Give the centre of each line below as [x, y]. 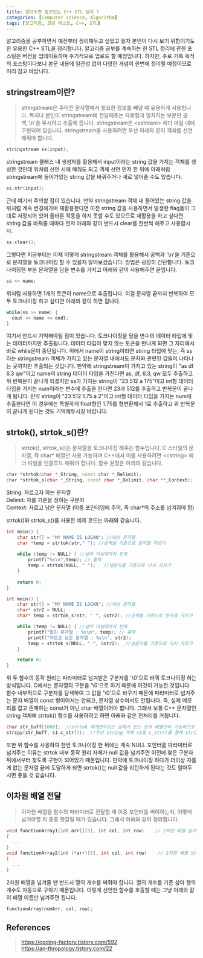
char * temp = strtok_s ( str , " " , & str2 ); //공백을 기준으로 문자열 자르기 [105, 616]
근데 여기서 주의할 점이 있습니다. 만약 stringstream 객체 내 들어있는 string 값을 [99, 201]
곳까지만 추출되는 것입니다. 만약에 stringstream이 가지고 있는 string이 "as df [103, 366]
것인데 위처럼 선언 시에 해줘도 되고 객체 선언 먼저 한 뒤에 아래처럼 [94, 169]
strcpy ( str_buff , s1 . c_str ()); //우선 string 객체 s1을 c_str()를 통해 [95, 733]
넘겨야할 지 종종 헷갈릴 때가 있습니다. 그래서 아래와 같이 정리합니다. [100, 819]
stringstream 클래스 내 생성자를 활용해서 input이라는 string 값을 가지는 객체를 [98, 162]
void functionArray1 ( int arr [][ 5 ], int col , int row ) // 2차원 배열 [96, 831]
